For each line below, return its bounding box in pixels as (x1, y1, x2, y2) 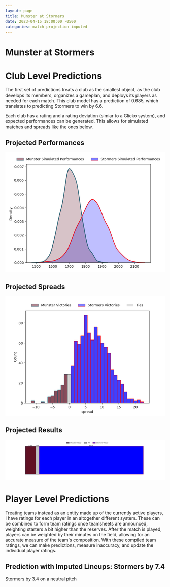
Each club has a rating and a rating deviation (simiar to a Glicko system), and (5, 113, 165, 119)
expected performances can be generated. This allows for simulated (5, 118, 149, 125)
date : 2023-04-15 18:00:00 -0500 (5, 19, 76, 24)
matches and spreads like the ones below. (5, 123, 93, 130)
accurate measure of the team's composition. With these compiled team (5, 537, 156, 543)
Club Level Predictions (5, 70, 103, 81)
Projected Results (5, 426, 62, 435)
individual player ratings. (5, 547, 57, 553)
